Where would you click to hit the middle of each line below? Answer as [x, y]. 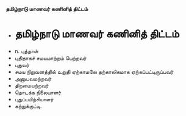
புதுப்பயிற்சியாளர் [34, 99]
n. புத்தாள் [27, 51]
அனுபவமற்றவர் [33, 78]
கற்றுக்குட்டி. [28, 106]
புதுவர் [22, 65]
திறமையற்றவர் [32, 85]
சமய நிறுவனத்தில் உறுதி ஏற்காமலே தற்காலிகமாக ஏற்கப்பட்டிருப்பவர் [94, 71]
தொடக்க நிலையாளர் [38, 92]
